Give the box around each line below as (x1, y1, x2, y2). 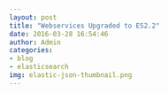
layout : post (9, 12, 57, 22)
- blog (9, 54, 34, 63)
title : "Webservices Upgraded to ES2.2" (9, 21, 161, 30)
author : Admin (9, 37, 62, 47)
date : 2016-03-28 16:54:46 (9, 29, 109, 38)
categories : (9, 46, 53, 55)
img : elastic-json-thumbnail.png (9, 71, 133, 80)
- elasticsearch (9, 63, 69, 72)
